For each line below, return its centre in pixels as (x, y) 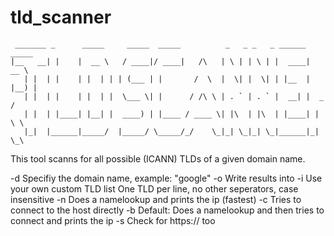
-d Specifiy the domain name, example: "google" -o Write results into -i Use (166, 178)
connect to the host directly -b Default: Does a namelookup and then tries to (167, 210)
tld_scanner (61, 17)
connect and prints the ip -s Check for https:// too (113, 220)
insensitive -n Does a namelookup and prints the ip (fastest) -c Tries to (156, 199)
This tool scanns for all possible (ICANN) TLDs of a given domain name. (158, 158)
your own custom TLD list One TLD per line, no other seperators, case (154, 188)
